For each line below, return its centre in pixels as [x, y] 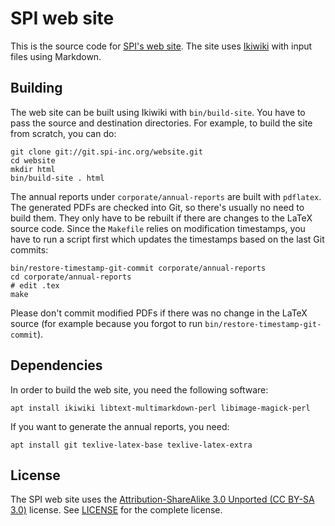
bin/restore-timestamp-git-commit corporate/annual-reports [138, 268]
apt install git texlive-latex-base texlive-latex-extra [131, 445]
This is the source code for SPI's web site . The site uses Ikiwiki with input [161, 46]
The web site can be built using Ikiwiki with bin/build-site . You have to [158, 112]
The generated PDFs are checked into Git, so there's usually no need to [157, 207]
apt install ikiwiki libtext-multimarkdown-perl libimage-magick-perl [160, 408]
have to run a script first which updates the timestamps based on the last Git [167, 239]
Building [36, 88]
